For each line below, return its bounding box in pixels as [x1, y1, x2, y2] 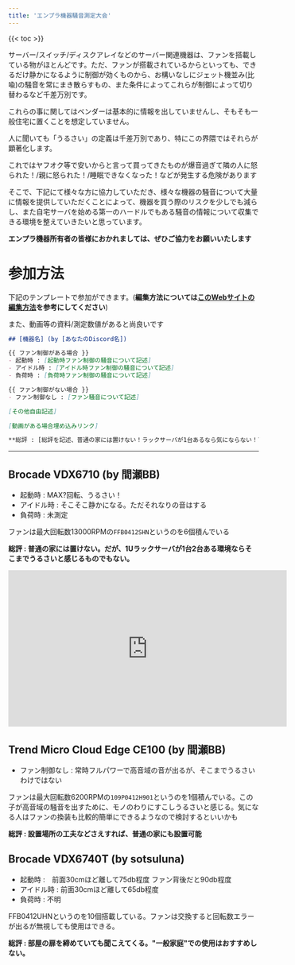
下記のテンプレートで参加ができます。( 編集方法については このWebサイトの [8, 292, 255, 302]
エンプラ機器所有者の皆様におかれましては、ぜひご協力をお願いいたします [8, 234, 252, 243]
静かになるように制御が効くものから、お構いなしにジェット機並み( [29, 69, 248, 79]
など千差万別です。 [29, 89, 91, 99]
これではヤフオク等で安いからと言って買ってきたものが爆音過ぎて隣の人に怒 [8, 160, 258, 169]
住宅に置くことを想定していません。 [14, 116, 134, 126]
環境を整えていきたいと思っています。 [21, 216, 146, 227]
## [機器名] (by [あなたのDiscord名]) [8, 335, 127, 343]
